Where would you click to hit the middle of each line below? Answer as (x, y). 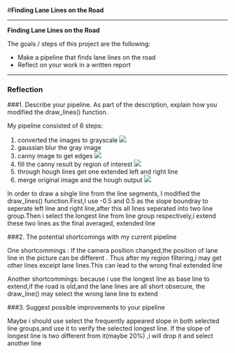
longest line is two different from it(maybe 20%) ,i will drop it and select (110, 336)
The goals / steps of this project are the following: (79, 44)
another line (24, 343)
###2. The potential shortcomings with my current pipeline (92, 237)
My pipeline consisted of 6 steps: (55, 126)
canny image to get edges (55, 156)
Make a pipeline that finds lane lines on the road (86, 57)
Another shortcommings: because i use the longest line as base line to (108, 279)
